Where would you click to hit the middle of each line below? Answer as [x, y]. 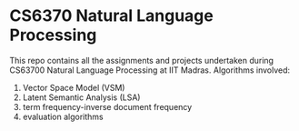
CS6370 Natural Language [111, 16]
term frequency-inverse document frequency [107, 106]
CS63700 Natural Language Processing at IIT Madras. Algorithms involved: [150, 70]
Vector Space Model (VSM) [74, 87]
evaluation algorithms [63, 116]
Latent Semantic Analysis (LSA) [81, 97]
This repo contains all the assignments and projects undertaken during [142, 60]
